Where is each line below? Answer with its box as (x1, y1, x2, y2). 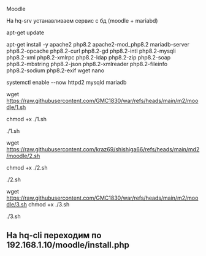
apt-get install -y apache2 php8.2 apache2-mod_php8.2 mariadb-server (6, 41, 190, 48)
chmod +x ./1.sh (6, 116, 47, 122)
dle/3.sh (6, 201, 28, 208)
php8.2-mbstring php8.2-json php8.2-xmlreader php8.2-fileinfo (6, 61, 167, 67)
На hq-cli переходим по (6, 230, 102, 241)
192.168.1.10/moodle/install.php (6, 240, 130, 250)
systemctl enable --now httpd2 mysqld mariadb (6, 79, 127, 86)
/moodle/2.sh (6, 152, 40, 159)
